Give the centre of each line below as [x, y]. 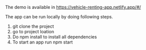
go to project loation [33, 31]
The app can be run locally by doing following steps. [59, 17]
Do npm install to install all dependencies [54, 37]
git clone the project [33, 26]
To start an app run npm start [42, 42]
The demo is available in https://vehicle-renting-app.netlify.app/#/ [73, 7]
